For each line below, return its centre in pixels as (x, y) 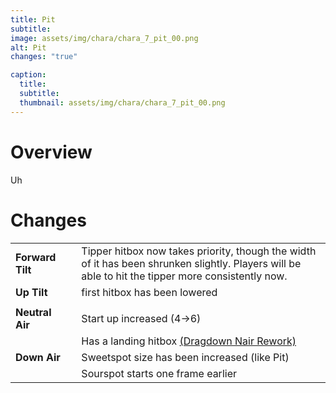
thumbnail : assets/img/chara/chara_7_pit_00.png (122, 102)
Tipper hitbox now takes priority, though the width (199, 251)
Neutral (33, 312)
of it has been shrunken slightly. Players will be (191, 263)
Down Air (38, 357)
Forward (36, 257)
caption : (28, 75)
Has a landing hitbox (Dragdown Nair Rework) (189, 341)
